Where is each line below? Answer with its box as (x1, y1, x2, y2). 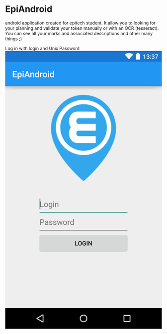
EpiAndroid (5, 3, 53, 15)
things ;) (5, 36, 22, 42)
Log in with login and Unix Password (5, 45, 80, 51)
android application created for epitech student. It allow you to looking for (5, 20, 156, 26)
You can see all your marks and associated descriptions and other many (5, 30, 153, 36)
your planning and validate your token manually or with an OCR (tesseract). (5, 25, 159, 31)
